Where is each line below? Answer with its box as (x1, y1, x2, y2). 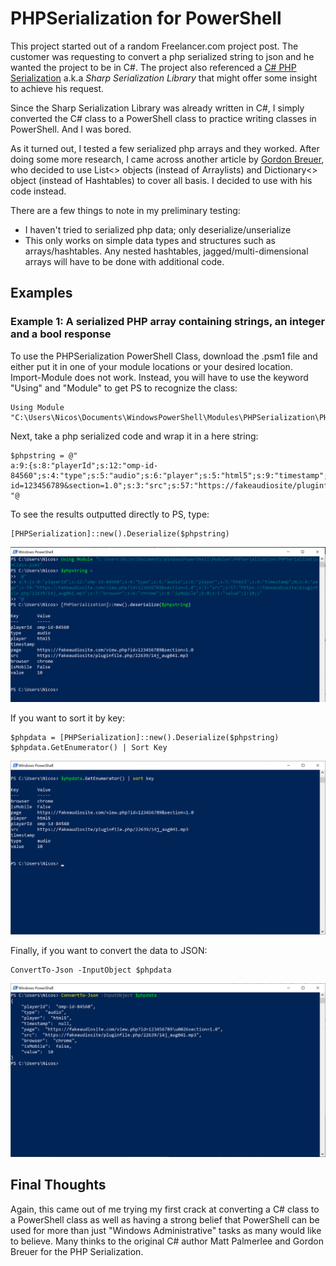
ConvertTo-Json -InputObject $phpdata (10, 965, 172, 975)
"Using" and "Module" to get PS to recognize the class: (10, 382, 238, 394)
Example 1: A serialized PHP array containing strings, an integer (10, 315, 326, 329)
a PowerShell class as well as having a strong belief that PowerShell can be (10, 1213, 320, 1226)
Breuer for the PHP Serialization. (10, 1245, 144, 1257)
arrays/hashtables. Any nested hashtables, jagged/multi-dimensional (24, 245, 309, 257)
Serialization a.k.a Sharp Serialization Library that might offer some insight (10, 72, 318, 84)
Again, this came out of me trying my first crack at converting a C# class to (10, 1203, 320, 1215)
